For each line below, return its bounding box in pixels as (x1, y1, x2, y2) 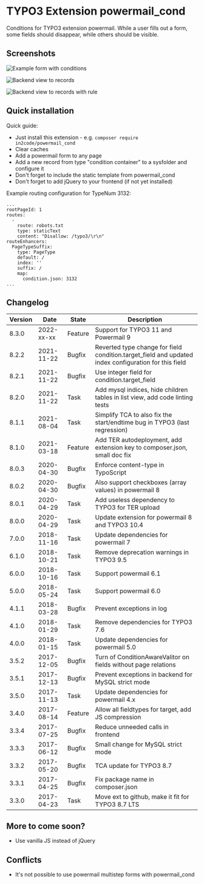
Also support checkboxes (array (95, 478, 187, 487)
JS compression (95, 713, 141, 721)
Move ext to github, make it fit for (95, 793, 189, 801)
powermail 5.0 (95, 643, 137, 651)
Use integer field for (95, 368, 152, 377)
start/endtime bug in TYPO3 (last (95, 418, 189, 427)
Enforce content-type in (95, 461, 165, 469)
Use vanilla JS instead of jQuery (15, 837, 96, 845)
